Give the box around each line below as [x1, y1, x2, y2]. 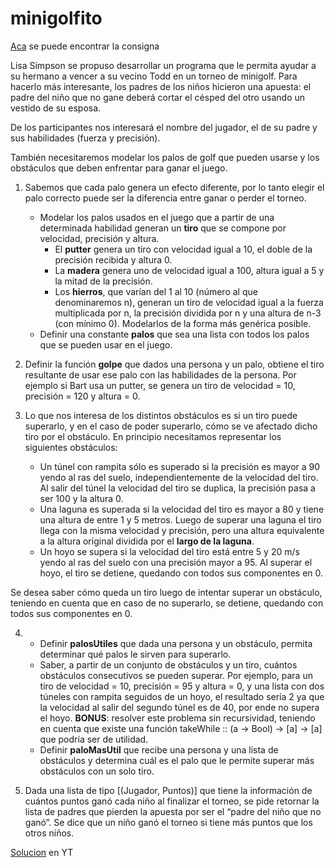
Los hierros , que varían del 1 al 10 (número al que [54, 285, 258, 297]
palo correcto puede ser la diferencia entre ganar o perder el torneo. [24, 192, 307, 204]
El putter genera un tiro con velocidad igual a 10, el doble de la [54, 243, 313, 255]
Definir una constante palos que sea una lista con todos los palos [39, 328, 310, 340]
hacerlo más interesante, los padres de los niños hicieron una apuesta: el [10, 80, 312, 92]
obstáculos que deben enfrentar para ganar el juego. [10, 162, 228, 174]
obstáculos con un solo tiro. [39, 765, 155, 777]
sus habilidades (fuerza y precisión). [10, 132, 161, 144]
